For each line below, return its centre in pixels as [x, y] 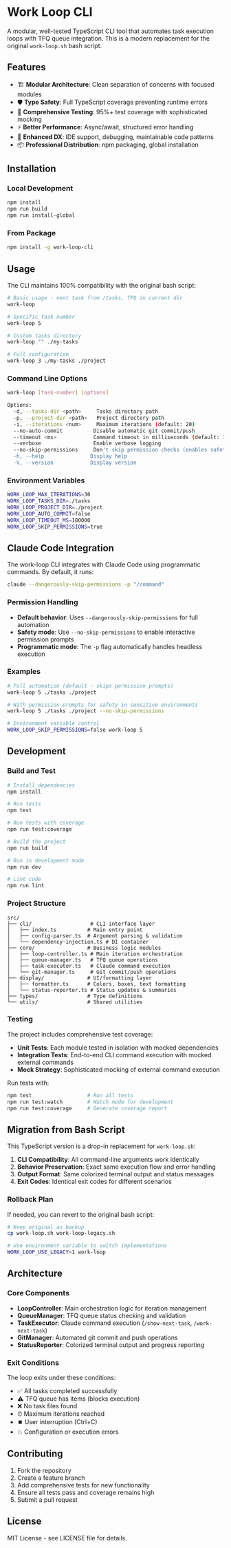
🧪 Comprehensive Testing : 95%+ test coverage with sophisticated [112, 112]
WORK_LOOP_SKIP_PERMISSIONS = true [55, 527]
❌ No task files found [47, 1406]
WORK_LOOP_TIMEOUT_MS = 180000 [49, 520]
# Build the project [37, 841]
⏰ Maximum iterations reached [61, 1414]
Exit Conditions [33, 1362]
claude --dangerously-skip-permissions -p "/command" [86, 585]
